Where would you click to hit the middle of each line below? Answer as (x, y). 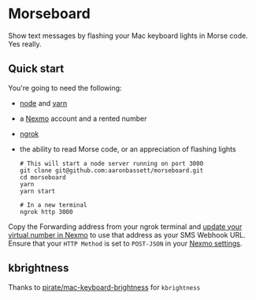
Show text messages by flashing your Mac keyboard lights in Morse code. (128, 36)
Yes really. (25, 43)
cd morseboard (43, 177)
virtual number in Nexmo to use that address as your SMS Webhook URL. (127, 234)
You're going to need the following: (65, 88)
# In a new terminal (53, 205)
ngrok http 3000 (46, 212)
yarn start (37, 191)
